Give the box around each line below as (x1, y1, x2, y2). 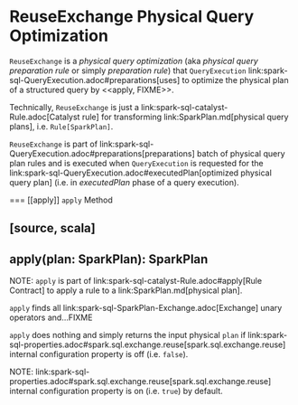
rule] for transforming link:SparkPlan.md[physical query (81, 111, 289, 122)
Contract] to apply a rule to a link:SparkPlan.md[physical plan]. (9, 285, 243, 296)
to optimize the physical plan (182, 74, 289, 85)
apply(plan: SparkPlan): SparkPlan (9, 251, 209, 267)
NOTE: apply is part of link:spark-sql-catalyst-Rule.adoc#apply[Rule (9, 276, 263, 287)
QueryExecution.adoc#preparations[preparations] (9, 147, 196, 159)
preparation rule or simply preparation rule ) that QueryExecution (9, 65, 247, 76)
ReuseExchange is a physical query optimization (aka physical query (9, 55, 259, 66)
